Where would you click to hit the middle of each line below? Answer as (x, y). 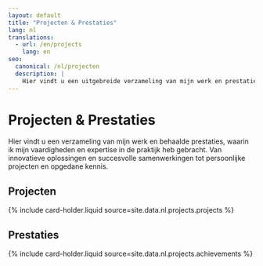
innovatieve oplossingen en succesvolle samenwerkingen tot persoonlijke (127, 159)
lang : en (36, 52)
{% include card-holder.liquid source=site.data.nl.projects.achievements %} (130, 254)
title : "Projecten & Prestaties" (63, 23)
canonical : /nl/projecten (58, 67)
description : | (40, 74)
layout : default (34, 15)
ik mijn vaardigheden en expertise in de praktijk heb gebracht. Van (115, 150)
